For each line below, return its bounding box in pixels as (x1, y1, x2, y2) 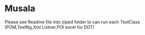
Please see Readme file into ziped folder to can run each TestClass (4, 19, 141, 25)
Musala (4, 3, 35, 14)
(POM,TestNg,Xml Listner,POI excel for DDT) (4, 24, 94, 30)
